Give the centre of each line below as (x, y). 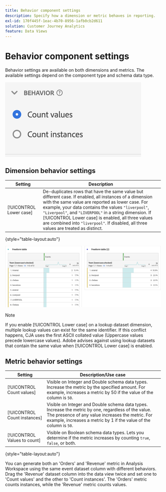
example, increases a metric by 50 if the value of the (100, 393)
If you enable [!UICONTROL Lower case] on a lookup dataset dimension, (79, 325)
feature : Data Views (26, 31)
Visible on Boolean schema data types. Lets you (95, 432)
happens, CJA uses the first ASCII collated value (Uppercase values (74, 335)
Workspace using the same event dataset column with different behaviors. (81, 469)
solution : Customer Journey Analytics (45, 26)
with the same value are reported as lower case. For (95, 202)
